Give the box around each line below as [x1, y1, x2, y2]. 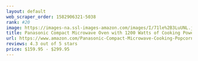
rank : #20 [6, 19, 31, 25]
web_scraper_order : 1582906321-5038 [6, 14, 96, 20]
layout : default [6, 8, 46, 15]
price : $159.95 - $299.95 [6, 46, 70, 52]
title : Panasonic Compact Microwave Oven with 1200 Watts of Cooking [6, 30, 181, 36]
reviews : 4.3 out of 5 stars [6, 41, 78, 47]
